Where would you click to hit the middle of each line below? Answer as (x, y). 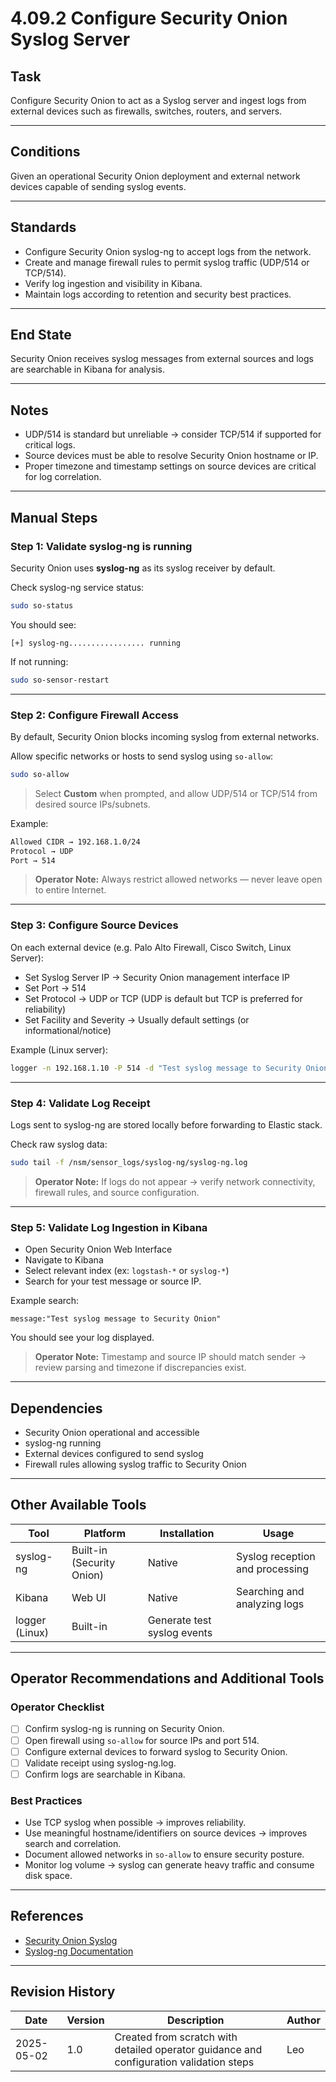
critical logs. (50, 445)
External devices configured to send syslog (114, 1453)
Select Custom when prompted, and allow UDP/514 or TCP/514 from (176, 793)
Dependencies (56, 1408)
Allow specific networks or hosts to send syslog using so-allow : (141, 756)
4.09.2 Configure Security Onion (149, 18)
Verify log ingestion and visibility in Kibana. (113, 283)
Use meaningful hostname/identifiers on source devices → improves (166, 1833)
